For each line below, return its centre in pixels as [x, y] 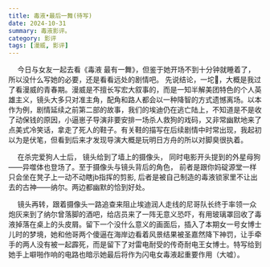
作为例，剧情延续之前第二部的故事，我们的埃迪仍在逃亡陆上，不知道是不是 [131, 110]
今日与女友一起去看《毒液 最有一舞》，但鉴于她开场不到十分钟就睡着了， [136, 70]
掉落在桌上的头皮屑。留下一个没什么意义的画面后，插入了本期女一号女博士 [138, 224]
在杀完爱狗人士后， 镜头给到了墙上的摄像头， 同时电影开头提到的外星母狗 [139, 157]
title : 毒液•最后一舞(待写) [50, 16]
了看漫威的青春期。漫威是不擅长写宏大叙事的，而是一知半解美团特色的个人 [131, 90]
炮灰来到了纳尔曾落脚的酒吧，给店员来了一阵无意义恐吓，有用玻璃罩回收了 [131, 215]
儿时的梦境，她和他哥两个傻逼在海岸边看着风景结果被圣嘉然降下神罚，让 [128, 235]
